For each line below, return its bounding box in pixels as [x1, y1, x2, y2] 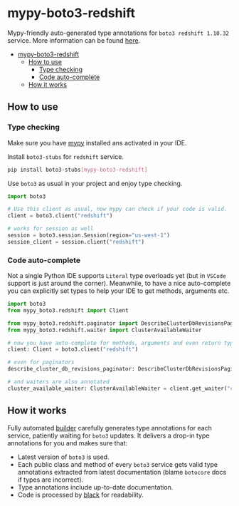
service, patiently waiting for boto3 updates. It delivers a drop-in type [7, 431, 210, 440]
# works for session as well [7, 225, 94, 232]
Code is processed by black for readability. [17, 490, 144, 499]
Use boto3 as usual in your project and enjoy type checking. [7, 179, 183, 187]
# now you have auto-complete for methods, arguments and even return [7, 339, 221, 346]
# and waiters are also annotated [7, 378, 110, 386]
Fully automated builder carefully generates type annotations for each [7, 423, 212, 432]
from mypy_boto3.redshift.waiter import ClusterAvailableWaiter [7, 326, 202, 334]
